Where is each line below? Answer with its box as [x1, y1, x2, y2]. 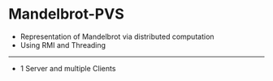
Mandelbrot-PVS [8, 5, 124, 23]
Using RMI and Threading [19, 40, 106, 49]
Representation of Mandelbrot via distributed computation [19, 32, 214, 41]
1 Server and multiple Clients [19, 63, 116, 73]
